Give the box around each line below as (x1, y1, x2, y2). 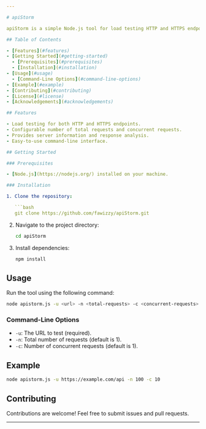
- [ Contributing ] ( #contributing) (6, 87, 92, 94)
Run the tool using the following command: (6, 289, 115, 297)
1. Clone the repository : (6, 194, 72, 200)
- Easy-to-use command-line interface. (6, 138, 109, 144)
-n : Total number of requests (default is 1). (15, 336, 122, 343)
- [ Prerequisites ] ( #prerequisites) (12, 59, 103, 65)
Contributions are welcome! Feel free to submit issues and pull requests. (6, 409, 189, 417)
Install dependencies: (15, 244, 70, 251)
